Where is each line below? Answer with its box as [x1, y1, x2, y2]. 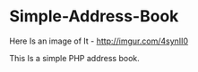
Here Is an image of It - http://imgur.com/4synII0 [9, 36, 189, 46]
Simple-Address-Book [9, 6, 179, 27]
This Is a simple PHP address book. [9, 52, 141, 63]
